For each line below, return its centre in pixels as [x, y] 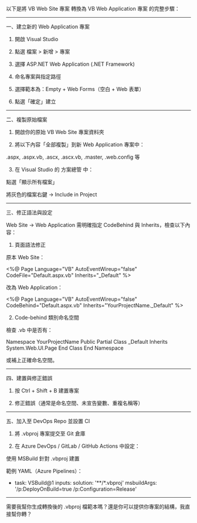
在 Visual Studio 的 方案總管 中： [54, 170]
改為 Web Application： [34, 287]
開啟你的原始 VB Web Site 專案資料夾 [59, 132]
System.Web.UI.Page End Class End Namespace [65, 348]
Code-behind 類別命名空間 [47, 317]
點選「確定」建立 [35, 101]
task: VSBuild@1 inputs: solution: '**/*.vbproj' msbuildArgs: [86, 483]
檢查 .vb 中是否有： [29, 330]
